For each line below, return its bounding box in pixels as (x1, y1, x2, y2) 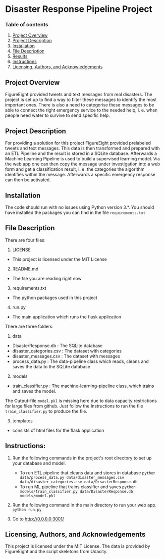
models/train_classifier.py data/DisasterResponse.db (19, 489, 133, 494)
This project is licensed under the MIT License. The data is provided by (5, 543, 150, 549)
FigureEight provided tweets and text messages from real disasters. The (5, 92, 153, 98)
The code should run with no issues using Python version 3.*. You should (5, 204, 155, 210)
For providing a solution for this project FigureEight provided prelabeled (5, 140, 151, 146)
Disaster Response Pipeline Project (5, 3, 153, 15)
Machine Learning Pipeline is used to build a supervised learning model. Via (5, 156, 160, 162)
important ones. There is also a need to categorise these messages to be (5, 102, 155, 108)
